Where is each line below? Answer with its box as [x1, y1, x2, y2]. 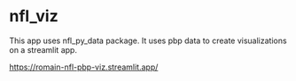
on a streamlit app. [9, 44, 78, 55]
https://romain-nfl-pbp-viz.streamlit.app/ [9, 62, 159, 72]
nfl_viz [9, 6, 59, 26]
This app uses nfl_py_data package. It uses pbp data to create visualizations [9, 35, 287, 46]
